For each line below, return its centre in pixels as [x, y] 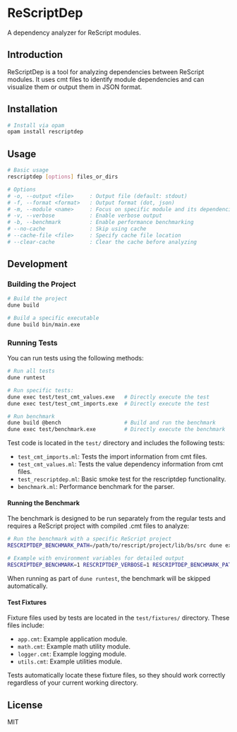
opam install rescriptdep [45, 132]
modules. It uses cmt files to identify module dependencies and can [106, 79]
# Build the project [38, 299]
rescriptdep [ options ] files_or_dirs [63, 177]
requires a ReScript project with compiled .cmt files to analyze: [98, 526]
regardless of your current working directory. [73, 683]
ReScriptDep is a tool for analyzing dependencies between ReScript [106, 71]
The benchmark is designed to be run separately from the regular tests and [116, 519]
